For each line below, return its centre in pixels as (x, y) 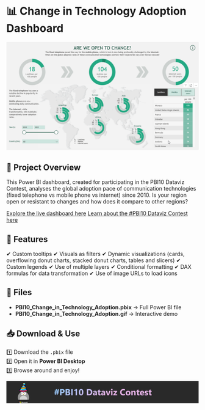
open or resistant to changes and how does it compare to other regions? (97, 202)
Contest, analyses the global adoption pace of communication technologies (101, 189)
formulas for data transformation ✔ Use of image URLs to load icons (92, 273)
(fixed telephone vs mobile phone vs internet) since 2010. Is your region (97, 195)
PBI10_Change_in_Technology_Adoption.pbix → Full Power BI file (98, 307)
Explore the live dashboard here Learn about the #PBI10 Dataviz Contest (97, 213)
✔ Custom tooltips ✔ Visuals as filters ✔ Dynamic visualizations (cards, (95, 254)
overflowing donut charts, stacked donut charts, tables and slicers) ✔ (94, 260)
